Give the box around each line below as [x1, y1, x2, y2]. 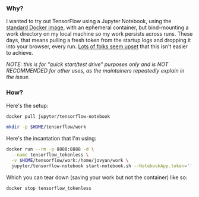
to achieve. [6, 49, 33, 57]
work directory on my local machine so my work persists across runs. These [6, 30, 193, 37]
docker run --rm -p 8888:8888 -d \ [6, 146, 94, 152]
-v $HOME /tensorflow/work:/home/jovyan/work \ [11, 158, 129, 164]
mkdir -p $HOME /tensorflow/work [6, 124, 86, 130]
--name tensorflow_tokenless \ [11, 152, 89, 158]
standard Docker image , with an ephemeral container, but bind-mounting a [6, 24, 189, 31]
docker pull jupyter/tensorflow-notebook [6, 113, 110, 120]
